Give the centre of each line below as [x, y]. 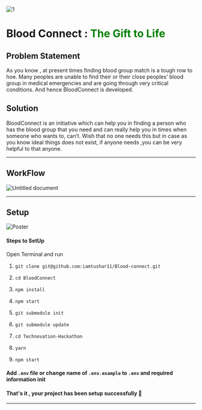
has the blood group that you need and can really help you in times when [96, 129]
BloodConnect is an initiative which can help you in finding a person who [96, 123]
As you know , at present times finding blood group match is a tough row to [99, 70]
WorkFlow [26, 173]
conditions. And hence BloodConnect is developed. [70, 90]
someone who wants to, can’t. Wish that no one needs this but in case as [97, 136]
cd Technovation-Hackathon [49, 336]
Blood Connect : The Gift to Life [86, 34]
